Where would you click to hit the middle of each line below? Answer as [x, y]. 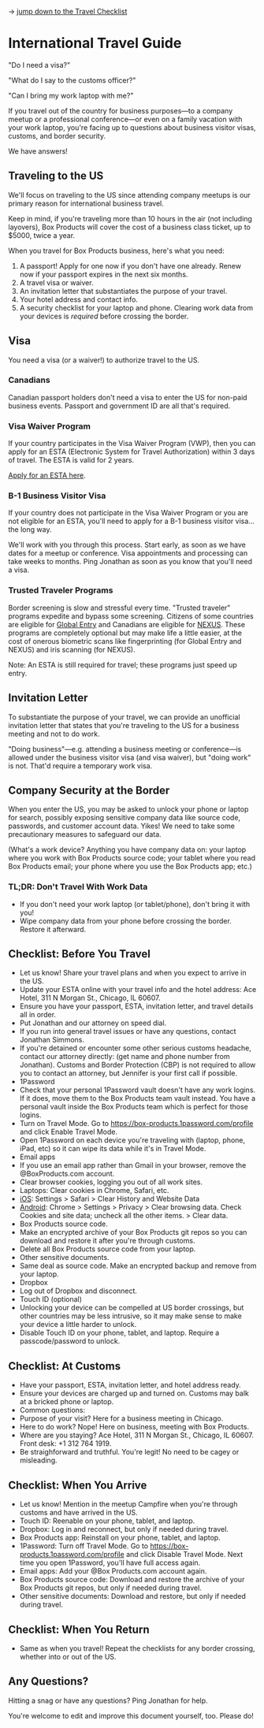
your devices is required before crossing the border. [104, 316]
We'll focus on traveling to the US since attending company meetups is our [129, 195]
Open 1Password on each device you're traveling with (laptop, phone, [132, 1140]
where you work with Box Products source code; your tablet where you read [132, 858]
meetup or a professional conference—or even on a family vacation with [125, 119]
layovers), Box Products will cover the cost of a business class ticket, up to [129, 227]
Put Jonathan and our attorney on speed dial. [93, 1023]
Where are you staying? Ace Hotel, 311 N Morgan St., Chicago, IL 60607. [136, 1435]
